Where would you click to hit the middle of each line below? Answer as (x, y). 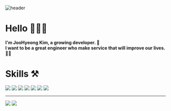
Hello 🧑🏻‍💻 (26, 29)
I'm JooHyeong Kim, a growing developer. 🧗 (53, 42)
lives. (159, 48)
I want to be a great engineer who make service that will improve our (79, 48)
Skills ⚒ (22, 74)
